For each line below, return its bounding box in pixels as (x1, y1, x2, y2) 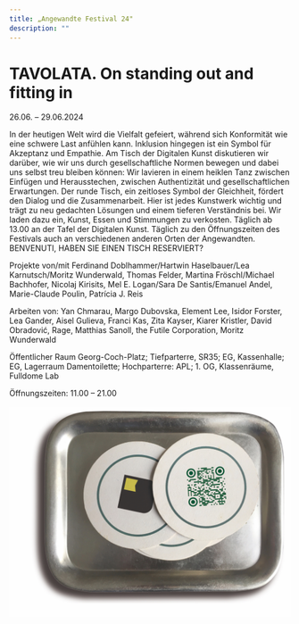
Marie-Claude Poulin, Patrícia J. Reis (9, 288, 144, 299)
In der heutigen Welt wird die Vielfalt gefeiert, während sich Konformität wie (9, 129, 288, 140)
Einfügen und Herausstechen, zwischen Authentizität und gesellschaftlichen (9, 177, 290, 187)
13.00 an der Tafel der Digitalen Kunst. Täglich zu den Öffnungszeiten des (9, 224, 280, 235)
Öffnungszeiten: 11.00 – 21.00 (9, 388, 118, 399)
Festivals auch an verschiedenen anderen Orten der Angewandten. (9, 233, 256, 245)
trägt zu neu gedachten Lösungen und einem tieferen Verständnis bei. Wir (9, 205, 282, 216)
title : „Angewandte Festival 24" (9, 14, 134, 23)
